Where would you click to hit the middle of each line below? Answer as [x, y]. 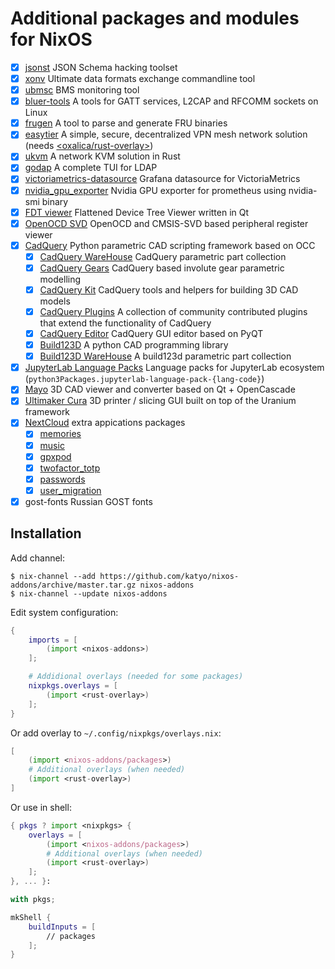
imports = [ [53, 640]
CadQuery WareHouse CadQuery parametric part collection [163, 256]
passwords [62, 479]
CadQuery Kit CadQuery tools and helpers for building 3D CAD [169, 289]
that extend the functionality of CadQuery [125, 323]
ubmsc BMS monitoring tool [82, 90]
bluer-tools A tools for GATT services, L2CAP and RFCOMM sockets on [171, 101]
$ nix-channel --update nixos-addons [89, 593]
